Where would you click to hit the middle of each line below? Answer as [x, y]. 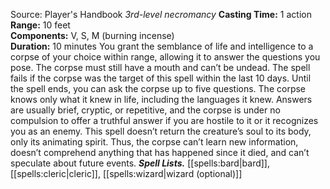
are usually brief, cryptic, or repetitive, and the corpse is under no [145, 110]
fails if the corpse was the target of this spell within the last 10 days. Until [161, 78]
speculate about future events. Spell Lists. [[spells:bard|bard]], [140, 163]
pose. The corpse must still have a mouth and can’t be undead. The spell [160, 67]
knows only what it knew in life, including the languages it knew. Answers [161, 99]
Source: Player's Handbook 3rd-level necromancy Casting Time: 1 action [161, 14]
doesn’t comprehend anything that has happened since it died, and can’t [160, 152]
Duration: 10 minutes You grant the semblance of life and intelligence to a [162, 46]
